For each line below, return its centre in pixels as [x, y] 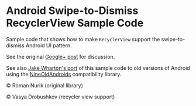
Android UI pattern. [49, 45]
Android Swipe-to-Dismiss [72, 11]
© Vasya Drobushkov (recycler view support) [61, 97]
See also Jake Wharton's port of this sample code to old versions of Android [98, 68]
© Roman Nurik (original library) [45, 85]
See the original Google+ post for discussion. [61, 56]
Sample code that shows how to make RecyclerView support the [83, 39]
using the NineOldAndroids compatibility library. [64, 74]
